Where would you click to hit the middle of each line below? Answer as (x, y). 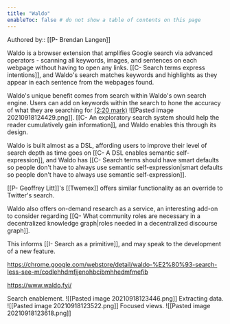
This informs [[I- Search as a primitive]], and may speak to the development (114, 244)
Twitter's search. (31, 195)
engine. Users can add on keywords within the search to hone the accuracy (114, 102)
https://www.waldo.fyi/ (39, 285)
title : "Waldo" (29, 13)
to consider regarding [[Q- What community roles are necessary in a (104, 216)
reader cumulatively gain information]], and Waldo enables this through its (112, 125)
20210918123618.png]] (39, 313)
